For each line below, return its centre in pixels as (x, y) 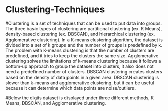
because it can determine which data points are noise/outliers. (71, 88)
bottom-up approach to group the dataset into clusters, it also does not (79, 66)
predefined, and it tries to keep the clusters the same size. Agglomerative (82, 55)
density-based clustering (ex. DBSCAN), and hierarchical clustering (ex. (80, 34)
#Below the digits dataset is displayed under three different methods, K (79, 98)
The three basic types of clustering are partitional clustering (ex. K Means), (84, 28)
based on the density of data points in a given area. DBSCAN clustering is (82, 77)
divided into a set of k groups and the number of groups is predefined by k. (84, 45)
